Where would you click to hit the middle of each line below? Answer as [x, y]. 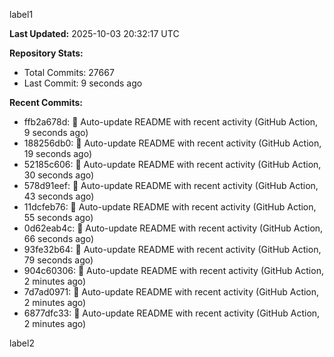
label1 [21, 14]
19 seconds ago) [58, 153]
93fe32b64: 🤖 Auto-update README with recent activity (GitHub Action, [172, 249]
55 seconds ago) [58, 217]
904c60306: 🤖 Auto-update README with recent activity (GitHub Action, [173, 270]
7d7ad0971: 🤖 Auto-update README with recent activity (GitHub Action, [171, 292]
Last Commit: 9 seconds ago [83, 83]
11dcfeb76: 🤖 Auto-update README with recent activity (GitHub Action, [170, 207]
